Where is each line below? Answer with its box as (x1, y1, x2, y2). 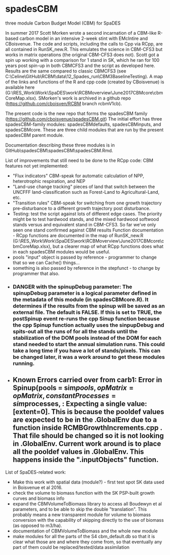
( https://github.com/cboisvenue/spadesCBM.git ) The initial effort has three (5, 115, 162, 122)
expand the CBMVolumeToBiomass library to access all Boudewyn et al (12, 500, 162, 506)
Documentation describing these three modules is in (5, 142, 115, 148)
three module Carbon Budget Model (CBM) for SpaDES (5, 20, 121, 26)
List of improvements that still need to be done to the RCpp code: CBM (5, 157, 154, 164)
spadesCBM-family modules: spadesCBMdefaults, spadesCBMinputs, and (5, 121, 161, 127)
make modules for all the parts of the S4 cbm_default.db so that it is (12, 533, 155, 539)
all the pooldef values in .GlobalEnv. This (12, 448, 144, 456)
